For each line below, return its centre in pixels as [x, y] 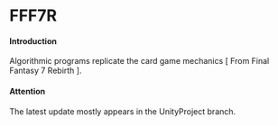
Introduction [33, 40]
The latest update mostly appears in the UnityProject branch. [123, 111]
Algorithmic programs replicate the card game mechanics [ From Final [139, 61]
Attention [28, 91]
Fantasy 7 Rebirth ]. [46, 71]
